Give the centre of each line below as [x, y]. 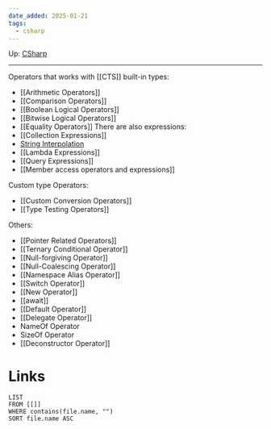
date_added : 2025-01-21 [48, 16]
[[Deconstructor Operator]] [65, 344]
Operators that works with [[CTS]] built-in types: [89, 77]
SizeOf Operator [47, 335]
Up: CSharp [28, 54]
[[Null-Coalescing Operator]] [68, 266]
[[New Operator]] [49, 292]
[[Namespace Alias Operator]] [70, 275]
